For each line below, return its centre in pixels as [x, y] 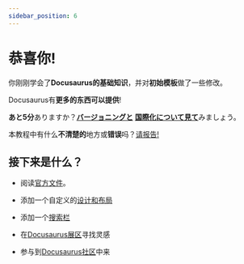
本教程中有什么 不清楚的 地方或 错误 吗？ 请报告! [84, 134]
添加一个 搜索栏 [45, 217]
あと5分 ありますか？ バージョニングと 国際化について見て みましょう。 [124, 117]
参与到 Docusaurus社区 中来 [65, 252]
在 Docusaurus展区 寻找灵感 [65, 235]
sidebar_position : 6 [43, 16]
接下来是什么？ [46, 162]
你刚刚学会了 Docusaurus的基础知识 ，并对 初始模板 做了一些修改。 [118, 83]
